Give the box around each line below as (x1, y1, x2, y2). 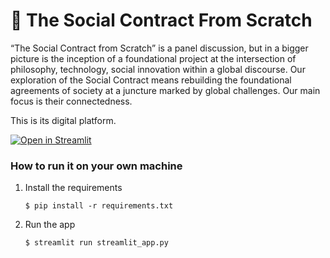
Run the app (24, 219, 76, 231)
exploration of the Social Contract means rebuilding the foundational (10, 74, 292, 86)
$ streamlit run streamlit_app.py (24, 238, 169, 248)
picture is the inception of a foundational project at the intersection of (10, 52, 297, 64)
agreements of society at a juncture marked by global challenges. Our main (10, 84, 321, 96)
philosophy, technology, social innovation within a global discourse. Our (10, 63, 306, 75)
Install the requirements (24, 182, 123, 194)
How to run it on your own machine (10, 159, 183, 173)
